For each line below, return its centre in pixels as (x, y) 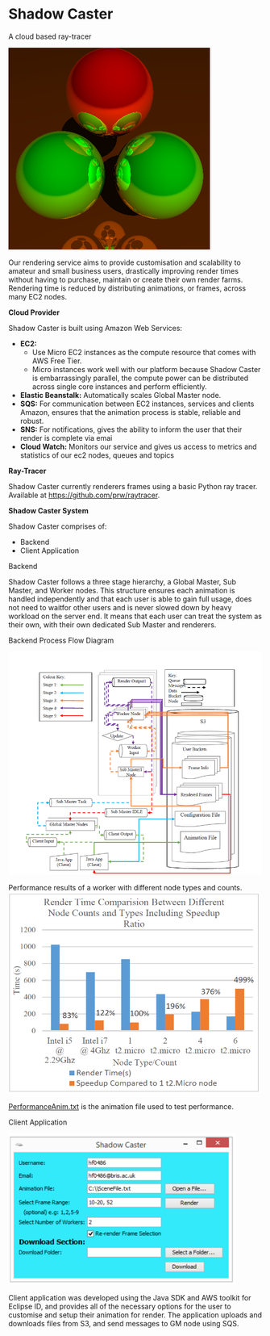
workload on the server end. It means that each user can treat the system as (135, 616)
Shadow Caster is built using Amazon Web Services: (96, 328)
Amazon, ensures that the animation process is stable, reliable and (130, 412)
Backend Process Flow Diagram (61, 640)
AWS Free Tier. (57, 361)
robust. (32, 421)
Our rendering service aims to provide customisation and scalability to (125, 262)
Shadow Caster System (48, 510)
